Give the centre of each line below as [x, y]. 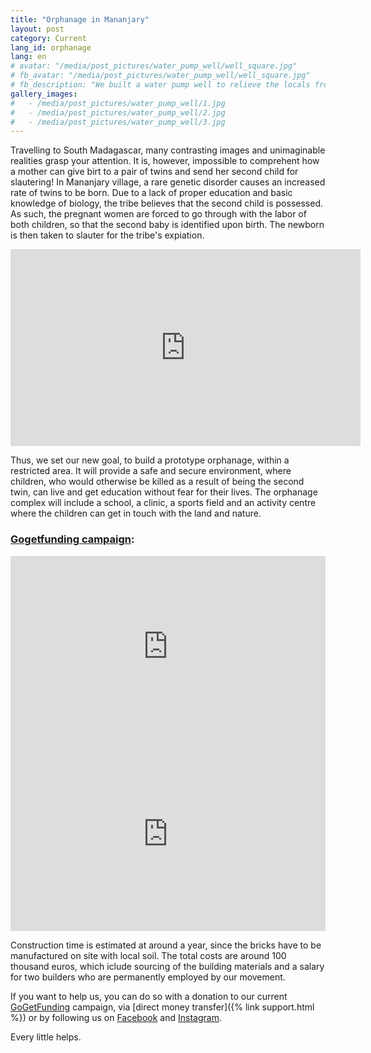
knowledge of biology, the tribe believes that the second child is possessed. [166, 203]
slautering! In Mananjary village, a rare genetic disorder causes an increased [168, 182]
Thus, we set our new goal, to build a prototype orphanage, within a [150, 460]
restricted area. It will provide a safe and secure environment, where [151, 471]
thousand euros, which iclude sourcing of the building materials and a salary [167, 966]
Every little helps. [46, 1037]
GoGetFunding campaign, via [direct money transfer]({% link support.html [162, 1007]
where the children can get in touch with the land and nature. [136, 513]
